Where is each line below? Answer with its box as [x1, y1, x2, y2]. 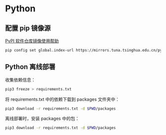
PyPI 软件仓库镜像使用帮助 [5, 38, 59, 44]
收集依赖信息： [5, 77, 36, 83]
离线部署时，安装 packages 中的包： [5, 116, 80, 122]
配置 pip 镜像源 [5, 24, 51, 32]
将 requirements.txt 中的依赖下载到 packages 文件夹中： [5, 96, 120, 102]
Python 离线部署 [5, 63, 56, 71]
